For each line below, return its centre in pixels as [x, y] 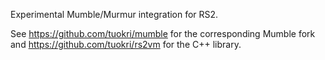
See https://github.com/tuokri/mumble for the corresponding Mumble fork [163, 33]
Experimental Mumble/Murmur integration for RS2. [114, 14]
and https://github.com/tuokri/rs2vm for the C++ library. [126, 44]
